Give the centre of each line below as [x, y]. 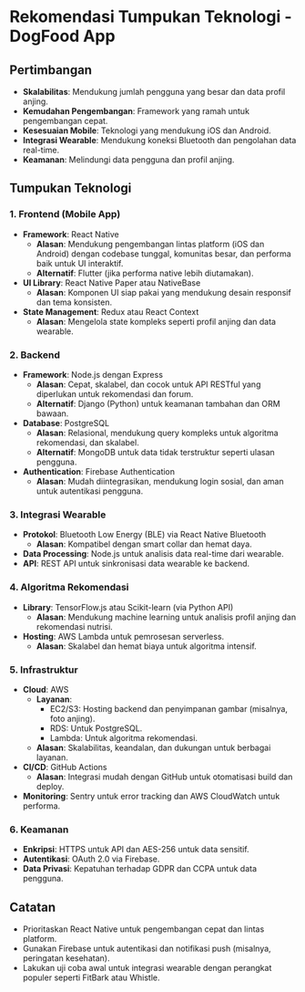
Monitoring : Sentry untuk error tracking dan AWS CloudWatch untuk [151, 796]
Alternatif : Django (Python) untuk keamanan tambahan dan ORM [158, 403]
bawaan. [52, 413]
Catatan [33, 907]
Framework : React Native [71, 234]
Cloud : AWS [46, 689]
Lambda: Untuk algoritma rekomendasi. [124, 737]
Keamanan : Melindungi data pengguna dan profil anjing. [128, 160]
